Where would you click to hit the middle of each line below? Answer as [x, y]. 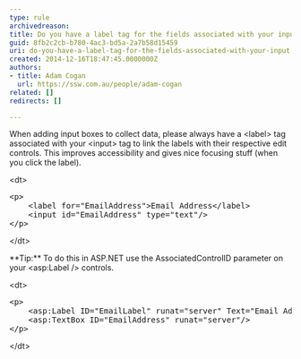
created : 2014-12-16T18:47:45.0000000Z [84, 59]
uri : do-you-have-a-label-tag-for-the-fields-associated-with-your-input [150, 51]
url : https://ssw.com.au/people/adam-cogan [99, 84]
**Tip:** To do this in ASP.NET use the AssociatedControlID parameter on [146, 258]
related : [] [31, 92]
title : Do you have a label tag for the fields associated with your [142, 34]
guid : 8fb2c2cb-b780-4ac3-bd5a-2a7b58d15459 [94, 43]
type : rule [30, 17]
